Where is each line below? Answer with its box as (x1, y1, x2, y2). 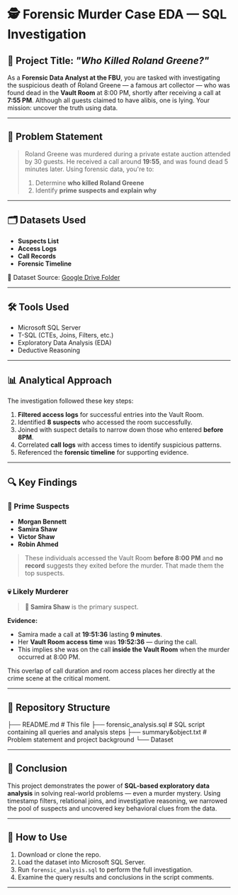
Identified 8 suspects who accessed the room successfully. (17, 418, 193, 427)
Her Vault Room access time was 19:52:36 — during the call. (17, 638, 198, 646)
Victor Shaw (17, 532, 55, 541)
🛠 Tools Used (7, 301, 69, 313)
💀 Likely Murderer (7, 586, 69, 596)
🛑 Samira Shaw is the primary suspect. (24, 602, 139, 612)
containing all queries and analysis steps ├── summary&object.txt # (7, 728, 208, 737)
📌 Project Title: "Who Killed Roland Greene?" (7, 55, 210, 67)
